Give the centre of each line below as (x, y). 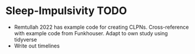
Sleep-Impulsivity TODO (66, 11)
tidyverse (25, 39)
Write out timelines (37, 46)
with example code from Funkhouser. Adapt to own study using (91, 33)
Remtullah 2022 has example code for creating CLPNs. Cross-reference (101, 27)
